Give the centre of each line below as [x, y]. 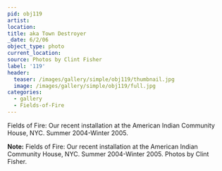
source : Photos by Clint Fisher [55, 60]
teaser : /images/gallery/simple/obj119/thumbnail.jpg [94, 79]
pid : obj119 [25, 14]
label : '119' [26, 66]
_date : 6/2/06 [28, 40]
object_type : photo [36, 46]
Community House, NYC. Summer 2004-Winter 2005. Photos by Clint [108, 154]
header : [19, 72]
